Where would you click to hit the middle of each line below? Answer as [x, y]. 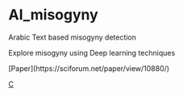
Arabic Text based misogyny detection [73, 37]
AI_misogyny [53, 15]
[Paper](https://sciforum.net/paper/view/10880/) [89, 68]
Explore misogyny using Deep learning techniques [92, 52]
